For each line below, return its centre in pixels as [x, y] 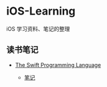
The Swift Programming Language [58, 64]
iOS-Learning [41, 11]
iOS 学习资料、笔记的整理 [38, 29]
